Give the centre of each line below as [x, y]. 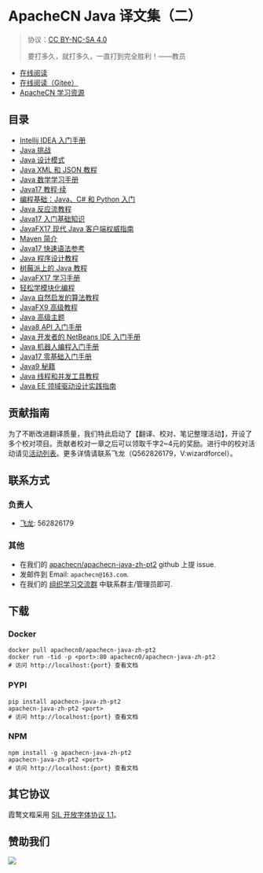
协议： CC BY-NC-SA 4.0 [67, 39]
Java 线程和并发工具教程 [59, 376]
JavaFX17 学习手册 [50, 278]
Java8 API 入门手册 [51, 326]
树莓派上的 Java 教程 [53, 267]
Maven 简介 [38, 238]
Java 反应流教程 [46, 208]
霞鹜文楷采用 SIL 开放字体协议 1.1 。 [64, 814]
